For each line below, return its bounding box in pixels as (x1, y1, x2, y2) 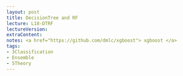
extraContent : (6, 32, 43, 38)
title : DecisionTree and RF (6, 15, 79, 21)
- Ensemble (6, 55, 34, 61)
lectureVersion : (6, 26, 48, 32)
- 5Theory (6, 60, 32, 66)
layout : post (6, 9, 40, 15)
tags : (6, 44, 20, 50)
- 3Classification (6, 49, 53, 55)
